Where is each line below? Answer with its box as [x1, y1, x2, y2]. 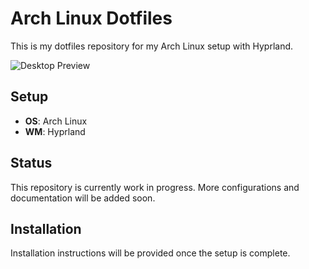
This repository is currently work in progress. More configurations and [10, 181, 300, 193]
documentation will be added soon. [10, 192, 156, 204]
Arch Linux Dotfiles [10, 7, 173, 30]
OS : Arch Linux [24, 115, 88, 127]
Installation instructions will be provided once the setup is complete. [10, 247, 291, 259]
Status [10, 155, 53, 172]
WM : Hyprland [24, 125, 86, 137]
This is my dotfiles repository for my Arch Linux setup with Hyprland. [10, 40, 294, 52]
